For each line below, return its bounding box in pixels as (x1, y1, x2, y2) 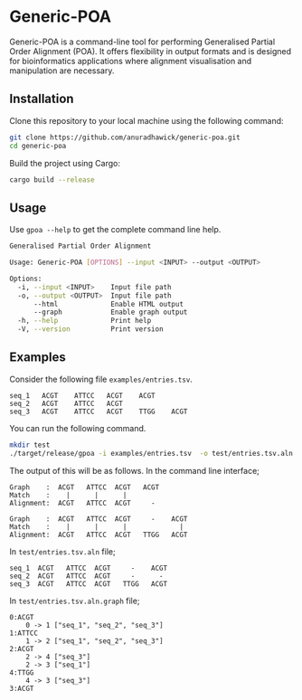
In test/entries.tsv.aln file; (9, 545, 116, 557)
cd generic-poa (9, 141, 67, 150)
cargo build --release (9, 175, 95, 184)
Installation (9, 91, 74, 107)
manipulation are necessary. (9, 65, 115, 76)
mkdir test (9, 440, 51, 449)
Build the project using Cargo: (9, 157, 120, 168)
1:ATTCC (9, 629, 39, 638)
